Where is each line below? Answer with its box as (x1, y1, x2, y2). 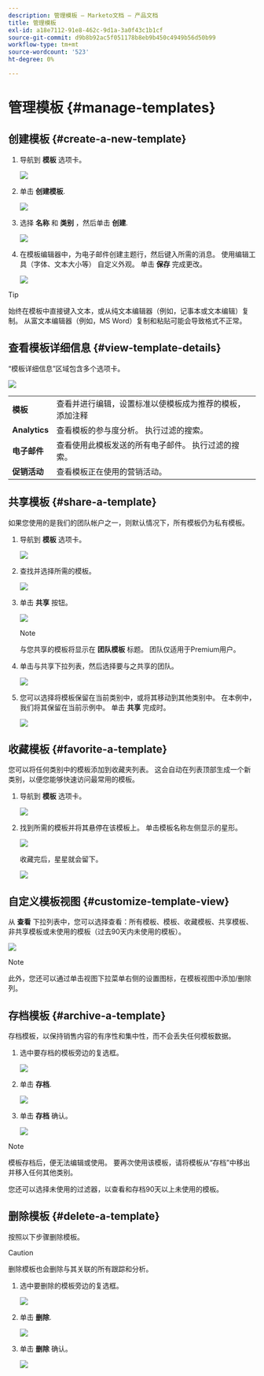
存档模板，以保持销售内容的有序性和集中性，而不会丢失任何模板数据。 (8, 1031, 236, 1040)
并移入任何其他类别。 (8, 1167, 77, 1177)
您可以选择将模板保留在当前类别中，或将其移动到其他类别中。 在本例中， (19, 693, 256, 702)
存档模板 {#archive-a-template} (8, 1009, 167, 1022)
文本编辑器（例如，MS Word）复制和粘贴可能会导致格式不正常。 (37, 316, 247, 325)
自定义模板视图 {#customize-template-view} (8, 894, 230, 908)
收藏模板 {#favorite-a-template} (8, 742, 167, 756)
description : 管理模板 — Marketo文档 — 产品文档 (8, 11, 159, 20)
